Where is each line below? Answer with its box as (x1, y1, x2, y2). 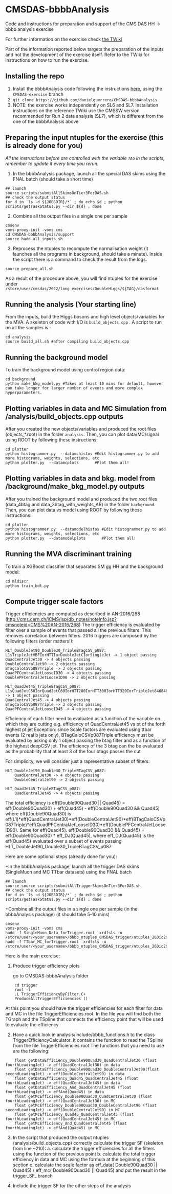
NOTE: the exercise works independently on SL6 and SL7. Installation (12, 102, 159, 108)
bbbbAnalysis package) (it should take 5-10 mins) (5, 912, 110, 918)
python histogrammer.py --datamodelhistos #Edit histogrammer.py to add (5, 526, 166, 532)
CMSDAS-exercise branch (12, 91, 64, 97)
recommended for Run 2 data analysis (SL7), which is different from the (12, 113, 164, 119)
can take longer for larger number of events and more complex (5, 386, 143, 391)
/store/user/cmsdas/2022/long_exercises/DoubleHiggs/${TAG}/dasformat (5, 286, 159, 291)
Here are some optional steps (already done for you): (5, 853, 117, 860)
